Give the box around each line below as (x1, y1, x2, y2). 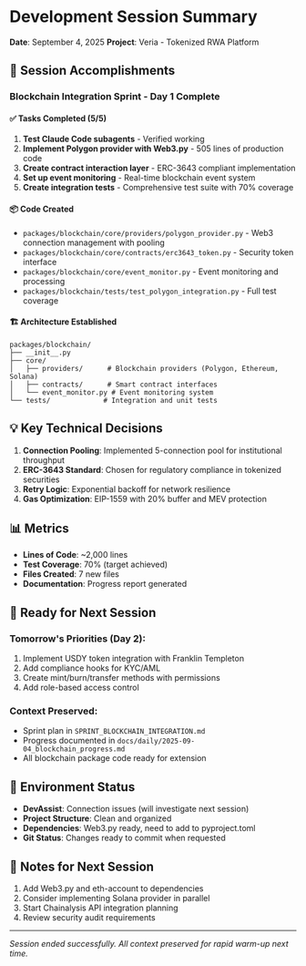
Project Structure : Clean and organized (22, 813, 172, 824)
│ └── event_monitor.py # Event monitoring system (9, 387, 214, 397)
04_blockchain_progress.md (22, 745, 126, 754)
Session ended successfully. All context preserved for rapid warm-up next (9, 939, 289, 950)
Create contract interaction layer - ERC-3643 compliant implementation (22, 162, 296, 174)
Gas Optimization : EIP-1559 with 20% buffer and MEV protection (22, 493, 267, 504)
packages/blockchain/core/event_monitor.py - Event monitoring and (22, 266, 280, 277)
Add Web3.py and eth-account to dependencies (22, 883, 204, 894)
